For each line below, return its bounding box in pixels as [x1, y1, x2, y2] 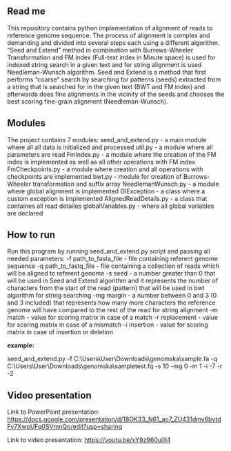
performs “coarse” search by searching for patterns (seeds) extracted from [7, 75, 221, 84]
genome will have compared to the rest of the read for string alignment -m [7, 306, 219, 314]
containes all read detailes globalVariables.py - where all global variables [7, 202, 214, 210]
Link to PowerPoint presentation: [7, 407, 100, 416]
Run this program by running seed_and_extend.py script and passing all [7, 247, 210, 256]
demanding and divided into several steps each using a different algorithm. [7, 38, 220, 47]
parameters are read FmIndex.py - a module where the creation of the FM [7, 150, 217, 158]
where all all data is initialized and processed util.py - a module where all [7, 143, 213, 151]
